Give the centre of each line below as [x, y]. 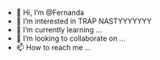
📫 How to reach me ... [53, 47]
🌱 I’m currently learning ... [59, 30]
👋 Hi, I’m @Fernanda [50, 13]
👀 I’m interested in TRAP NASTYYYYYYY [84, 21]
